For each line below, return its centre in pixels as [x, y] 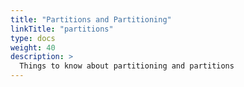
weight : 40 [33, 47]
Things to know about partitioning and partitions [127, 66]
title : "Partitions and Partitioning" [91, 19]
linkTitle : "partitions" [62, 29]
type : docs [33, 38]
